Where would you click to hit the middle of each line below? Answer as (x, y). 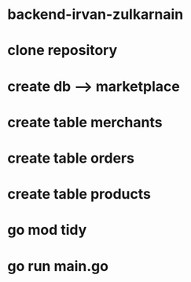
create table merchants (85, 122)
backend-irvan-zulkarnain (95, 15)
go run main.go (58, 266)
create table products (79, 194)
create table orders (71, 158)
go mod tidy (47, 230)
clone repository (62, 51)
